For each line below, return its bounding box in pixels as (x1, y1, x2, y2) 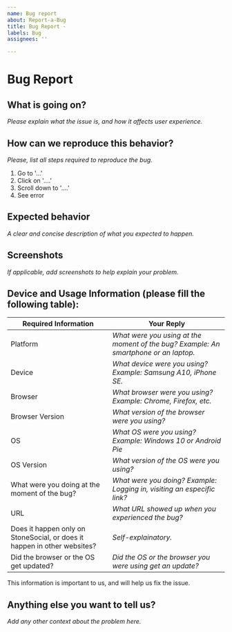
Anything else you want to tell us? (7, 599, 156, 611)
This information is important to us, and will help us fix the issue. (7, 579, 191, 587)
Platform (10, 339, 39, 349)
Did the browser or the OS (10, 553, 95, 562)
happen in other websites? (10, 542, 97, 551)
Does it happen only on (10, 524, 86, 534)
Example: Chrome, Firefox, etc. (112, 396, 212, 406)
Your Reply (148, 319, 185, 329)
